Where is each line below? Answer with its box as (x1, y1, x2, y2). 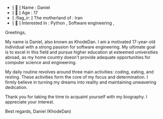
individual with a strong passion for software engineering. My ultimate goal (5, 44, 156, 50)
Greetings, (5, 30, 26, 35)
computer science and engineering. (5, 60, 77, 65)
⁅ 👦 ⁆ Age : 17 (12, 10, 38, 16)
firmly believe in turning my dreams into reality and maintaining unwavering (5, 79, 157, 85)
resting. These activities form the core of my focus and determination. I (5, 74, 148, 80)
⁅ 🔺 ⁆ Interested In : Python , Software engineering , (12, 20, 115, 26)
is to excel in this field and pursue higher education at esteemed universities (5, 49, 158, 55)
